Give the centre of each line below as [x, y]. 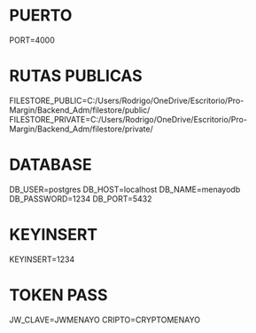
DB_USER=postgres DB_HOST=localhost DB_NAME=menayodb [125, 189]
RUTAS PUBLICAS [76, 76]
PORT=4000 [32, 40]
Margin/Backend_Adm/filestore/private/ [81, 129]
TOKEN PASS [58, 295]
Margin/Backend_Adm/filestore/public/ [80, 110]
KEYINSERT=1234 [42, 259]
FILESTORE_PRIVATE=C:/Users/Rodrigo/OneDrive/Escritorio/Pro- [128, 119]
